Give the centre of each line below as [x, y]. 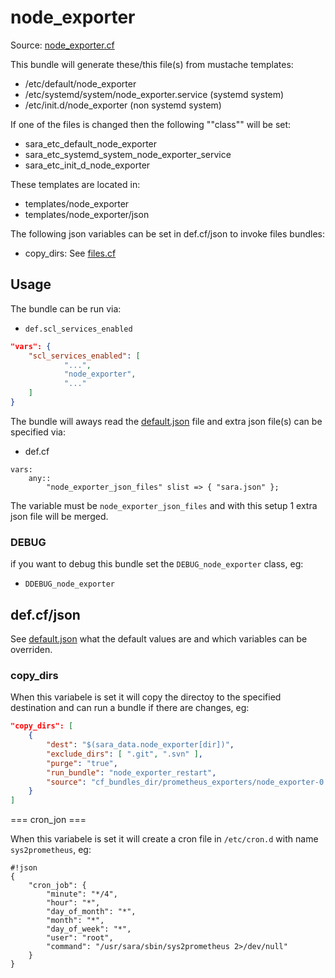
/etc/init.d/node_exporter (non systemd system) [123, 105]
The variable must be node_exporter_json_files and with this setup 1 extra [164, 505]
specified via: [38, 432]
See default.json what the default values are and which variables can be [159, 638]
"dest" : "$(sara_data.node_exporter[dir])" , [140, 745]
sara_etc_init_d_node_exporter [87, 165]
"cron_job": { [57, 886]
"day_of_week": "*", [89, 929]
